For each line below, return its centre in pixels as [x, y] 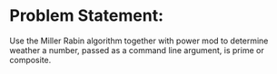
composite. [30, 60]
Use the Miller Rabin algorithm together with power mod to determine [139, 41]
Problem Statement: [87, 16]
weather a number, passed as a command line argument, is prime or [137, 50]
